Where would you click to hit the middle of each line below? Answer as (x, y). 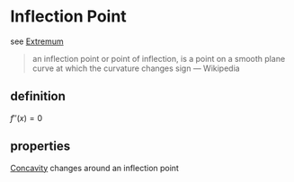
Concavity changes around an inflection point (94, 168)
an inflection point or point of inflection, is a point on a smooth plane (159, 58)
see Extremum (37, 41)
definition (38, 96)
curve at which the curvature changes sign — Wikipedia (136, 68)
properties (40, 147)
